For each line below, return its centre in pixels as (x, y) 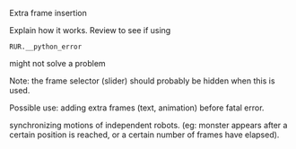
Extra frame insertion (48, 13)
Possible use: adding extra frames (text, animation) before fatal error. (137, 108)
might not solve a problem (57, 63)
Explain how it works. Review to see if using (90, 30)
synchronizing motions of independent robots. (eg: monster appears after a (148, 125)
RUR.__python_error (46, 47)
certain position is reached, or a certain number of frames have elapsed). (144, 135)
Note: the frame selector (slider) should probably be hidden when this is (142, 81)
